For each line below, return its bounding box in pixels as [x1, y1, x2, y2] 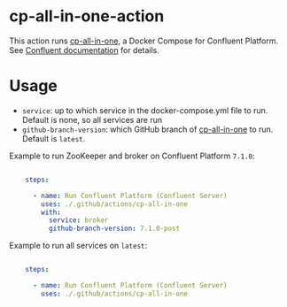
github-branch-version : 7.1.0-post [48, 224, 180, 234]
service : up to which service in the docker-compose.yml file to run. [21, 104, 268, 116]
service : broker [48, 216, 109, 225]
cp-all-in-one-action [9, 6, 165, 27]
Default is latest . [21, 133, 86, 143]
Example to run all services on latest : [9, 241, 148, 251]
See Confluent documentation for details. [9, 44, 159, 55]
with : [41, 208, 62, 217]
